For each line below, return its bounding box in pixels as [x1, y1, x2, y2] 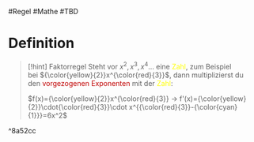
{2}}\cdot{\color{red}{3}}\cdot [27, 102, 128, 111]
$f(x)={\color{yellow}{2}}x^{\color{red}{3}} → [27, 94, 178, 103]
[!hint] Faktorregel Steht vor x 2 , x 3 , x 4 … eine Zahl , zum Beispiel [27, 60, 232, 71]
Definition [8, 35, 75, 52]
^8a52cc [8, 125, 36, 135]
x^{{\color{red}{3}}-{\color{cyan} [129, 102, 238, 111]
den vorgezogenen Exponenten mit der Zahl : [27, 78, 173, 88]
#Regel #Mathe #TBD [8, 7, 79, 16]
